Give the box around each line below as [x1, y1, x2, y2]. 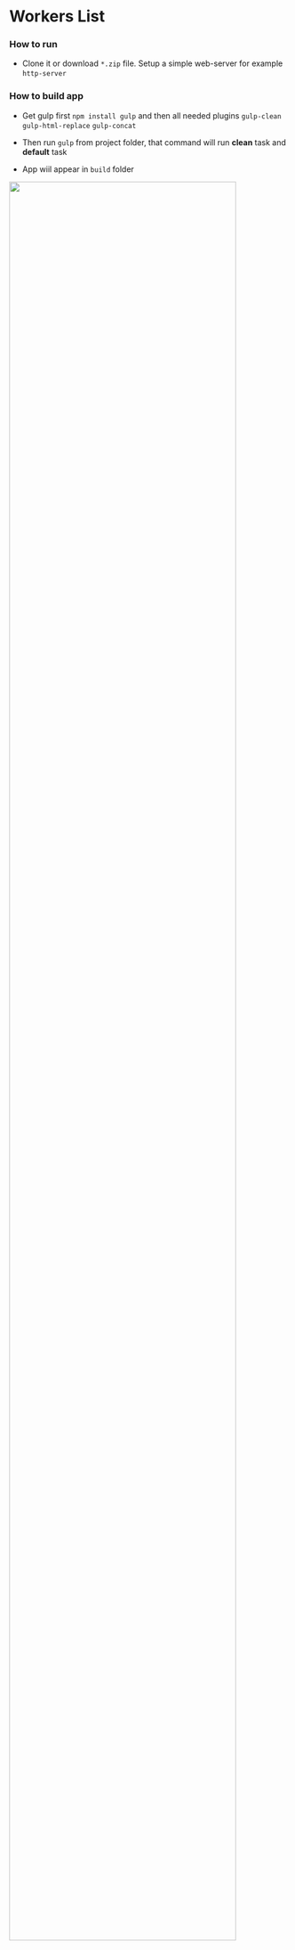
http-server [21, 69, 67, 78]
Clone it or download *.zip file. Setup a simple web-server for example [21, 58, 283, 69]
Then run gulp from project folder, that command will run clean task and [21, 136, 287, 148]
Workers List [9, 6, 106, 27]
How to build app [9, 90, 84, 102]
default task [21, 146, 68, 157]
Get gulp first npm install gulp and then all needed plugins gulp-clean [21, 110, 282, 121]
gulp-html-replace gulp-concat [21, 121, 137, 130]
